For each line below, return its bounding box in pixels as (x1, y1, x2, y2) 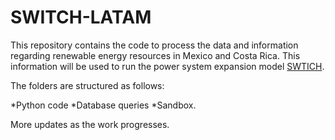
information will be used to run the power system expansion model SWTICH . (10, 60, 325, 72)
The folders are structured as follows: (10, 79, 165, 91)
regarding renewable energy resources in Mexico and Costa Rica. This (10, 49, 301, 61)
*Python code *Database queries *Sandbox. (10, 99, 197, 111)
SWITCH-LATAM (10, 6, 152, 29)
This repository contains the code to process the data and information (10, 39, 299, 51)
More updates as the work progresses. (10, 118, 170, 130)
